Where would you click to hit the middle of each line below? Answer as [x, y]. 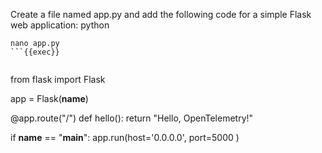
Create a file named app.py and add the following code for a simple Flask [161, 14]
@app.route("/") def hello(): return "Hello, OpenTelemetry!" [132, 118]
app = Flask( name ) [49, 98]
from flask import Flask [58, 79]
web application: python [60, 25]
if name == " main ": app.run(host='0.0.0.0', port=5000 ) [125, 137]
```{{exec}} [35, 52]
